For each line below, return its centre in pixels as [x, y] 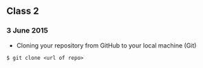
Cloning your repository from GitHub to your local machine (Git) [106, 45]
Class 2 [23, 11]
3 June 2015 [28, 31]
